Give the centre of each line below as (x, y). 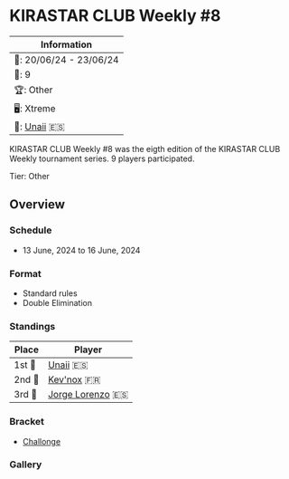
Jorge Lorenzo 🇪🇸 (89, 395)
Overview (37, 205)
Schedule (31, 230)
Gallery (26, 465)
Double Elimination (57, 302)
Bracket (27, 422)
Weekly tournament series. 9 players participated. (102, 158)
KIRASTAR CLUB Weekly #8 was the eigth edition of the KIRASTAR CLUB (145, 148)
